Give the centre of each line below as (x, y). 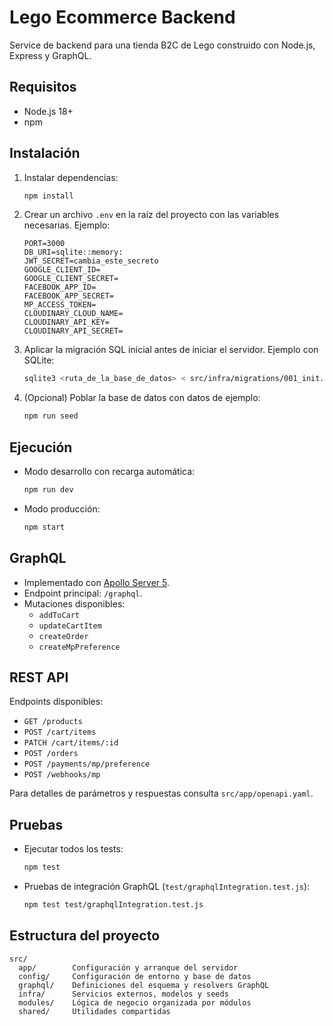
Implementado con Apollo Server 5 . (96, 582)
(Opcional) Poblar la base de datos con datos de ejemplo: (142, 398)
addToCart (59, 615)
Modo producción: (62, 508)
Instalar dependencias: (71, 177)
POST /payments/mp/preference (87, 764)
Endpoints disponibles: (56, 702)
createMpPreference (79, 647)
